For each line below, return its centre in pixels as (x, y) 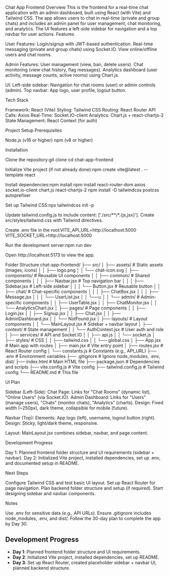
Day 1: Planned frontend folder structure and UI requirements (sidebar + (80, 452)
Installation (17, 150)
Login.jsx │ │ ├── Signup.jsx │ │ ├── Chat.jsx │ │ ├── (63, 313)
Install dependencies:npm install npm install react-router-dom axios (75, 185)
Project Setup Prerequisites (34, 130)
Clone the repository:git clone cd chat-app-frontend (59, 160)
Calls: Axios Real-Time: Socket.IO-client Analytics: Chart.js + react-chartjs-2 (84, 115)
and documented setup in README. (42, 463)
